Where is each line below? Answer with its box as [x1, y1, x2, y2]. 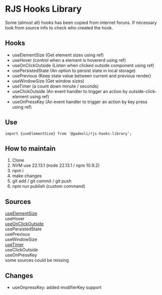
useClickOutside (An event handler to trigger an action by [12, 88, 128, 94]
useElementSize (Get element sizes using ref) [12, 52, 104, 58]
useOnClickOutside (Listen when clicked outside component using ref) [12, 62, 155, 68]
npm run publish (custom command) [12, 183, 85, 189]
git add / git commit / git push [12, 178, 72, 184]
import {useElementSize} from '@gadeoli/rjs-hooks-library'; [5, 131, 132, 136]
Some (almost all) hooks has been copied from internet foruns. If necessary [5, 20, 157, 25]
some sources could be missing [5, 257, 69, 263]
